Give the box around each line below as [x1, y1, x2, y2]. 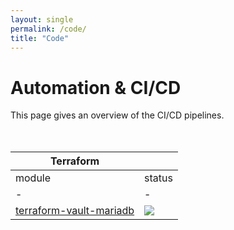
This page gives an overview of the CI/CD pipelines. [10, 109, 225, 121]
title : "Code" [10, 33, 70, 43]
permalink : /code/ [10, 24, 87, 34]
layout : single [10, 14, 74, 25]
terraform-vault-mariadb [15, 204, 135, 218]
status [144, 171, 173, 185]
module [15, 171, 52, 185]
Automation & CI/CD [10, 76, 182, 99]
